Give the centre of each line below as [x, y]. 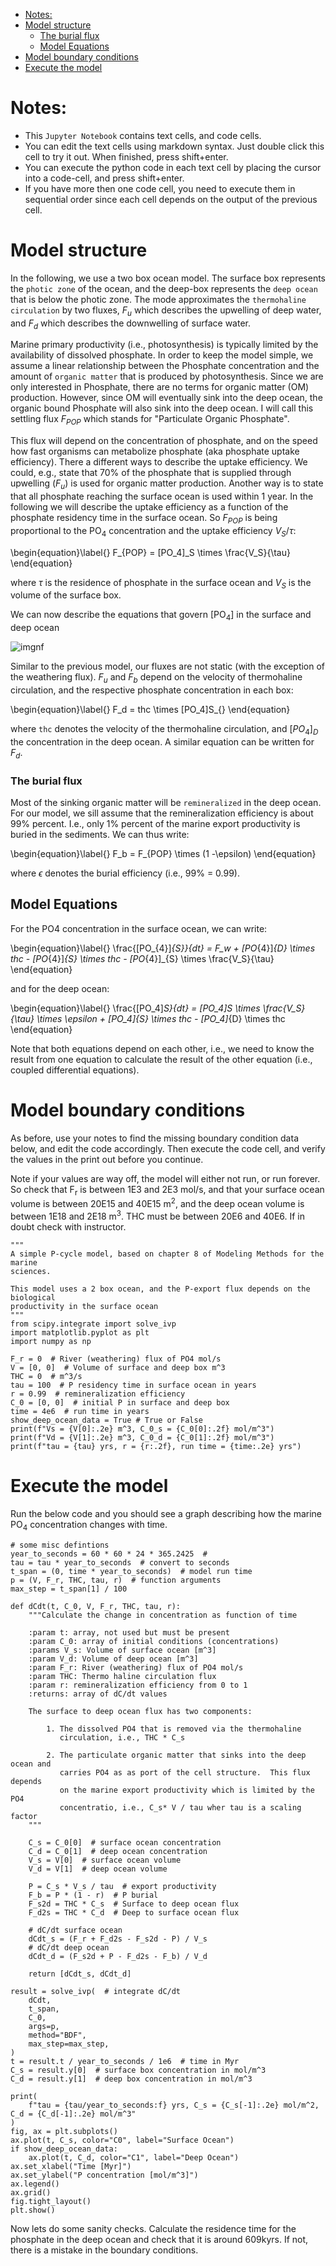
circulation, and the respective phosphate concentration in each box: [152, 690]
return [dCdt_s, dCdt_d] [80, 1974]
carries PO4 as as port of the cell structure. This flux [185, 1772]
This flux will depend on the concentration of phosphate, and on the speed [164, 441]
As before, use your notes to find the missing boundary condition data [154, 1138]
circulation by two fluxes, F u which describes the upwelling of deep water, [166, 311]
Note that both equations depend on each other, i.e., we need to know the [162, 1048]
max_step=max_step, [69, 2044]
